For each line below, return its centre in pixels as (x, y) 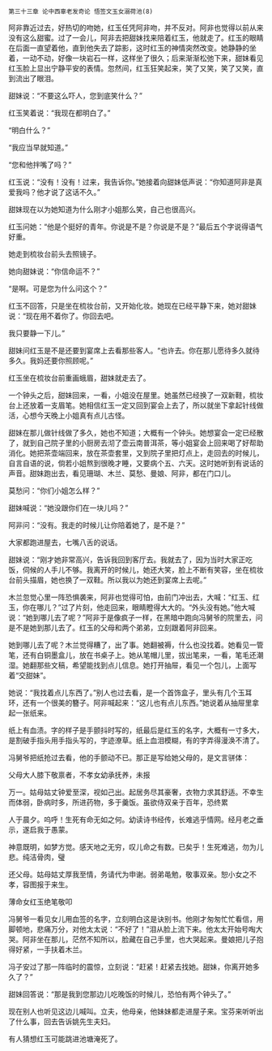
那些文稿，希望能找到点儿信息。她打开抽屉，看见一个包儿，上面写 (146, 665)
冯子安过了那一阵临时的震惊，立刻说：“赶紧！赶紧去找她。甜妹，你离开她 (131, 967)
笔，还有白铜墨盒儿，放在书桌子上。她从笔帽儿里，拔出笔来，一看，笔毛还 (132, 655)
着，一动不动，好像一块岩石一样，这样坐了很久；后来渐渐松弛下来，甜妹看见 (136, 58)
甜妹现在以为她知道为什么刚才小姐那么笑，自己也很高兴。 (104, 209)
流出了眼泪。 (36, 78)
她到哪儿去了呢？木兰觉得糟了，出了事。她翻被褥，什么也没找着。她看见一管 (136, 645)
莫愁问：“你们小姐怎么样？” (54, 491)
